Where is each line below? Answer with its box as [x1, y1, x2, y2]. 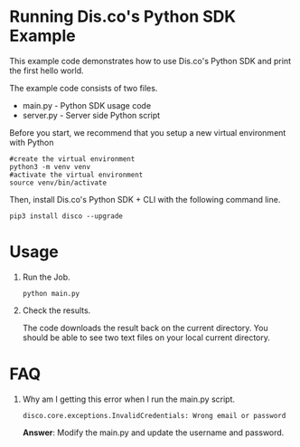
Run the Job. [22, 271, 70, 282]
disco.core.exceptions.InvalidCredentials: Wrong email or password [22, 411, 286, 420]
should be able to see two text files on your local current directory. [22, 332, 271, 343]
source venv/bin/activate [9, 178, 107, 187]
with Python [9, 137, 54, 147]
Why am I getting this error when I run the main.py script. [22, 394, 236, 404]
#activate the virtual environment [9, 170, 144, 179]
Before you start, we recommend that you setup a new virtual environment [9, 127, 286, 138]
